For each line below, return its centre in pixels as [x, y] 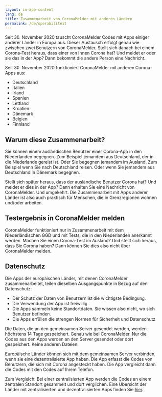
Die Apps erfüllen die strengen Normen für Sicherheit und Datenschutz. [84, 319]
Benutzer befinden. [32, 314]
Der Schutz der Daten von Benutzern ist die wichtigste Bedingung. [79, 298]
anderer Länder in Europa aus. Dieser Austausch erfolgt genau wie [72, 43]
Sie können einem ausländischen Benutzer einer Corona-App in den [73, 152]
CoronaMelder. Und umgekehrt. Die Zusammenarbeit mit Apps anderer [77, 193]
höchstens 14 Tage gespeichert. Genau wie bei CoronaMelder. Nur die [76, 334]
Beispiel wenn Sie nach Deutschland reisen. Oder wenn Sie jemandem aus [80, 167]
